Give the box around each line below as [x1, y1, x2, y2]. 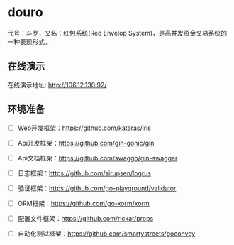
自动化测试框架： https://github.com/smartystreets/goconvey [17, 229, 196, 238]
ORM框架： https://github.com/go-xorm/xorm [17, 199, 150, 207]
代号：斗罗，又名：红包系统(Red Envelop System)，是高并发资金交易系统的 [7, 28, 228, 37]
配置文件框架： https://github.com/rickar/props [17, 214, 154, 222]
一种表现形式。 [7, 37, 51, 46]
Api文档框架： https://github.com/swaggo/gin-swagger [17, 153, 178, 162]
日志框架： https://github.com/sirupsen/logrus [17, 168, 151, 178]
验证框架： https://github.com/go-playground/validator [17, 184, 177, 192]
